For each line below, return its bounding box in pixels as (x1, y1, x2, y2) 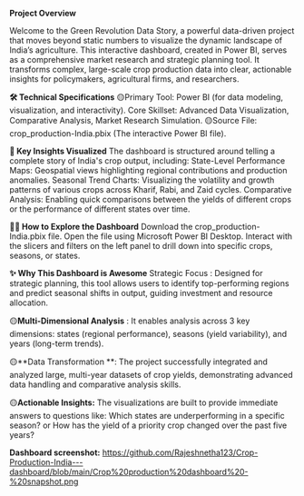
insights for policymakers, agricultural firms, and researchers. (9, 74, 240, 84)
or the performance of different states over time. (9, 203, 191, 214)
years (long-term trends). (9, 338, 104, 349)
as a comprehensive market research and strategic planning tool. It (9, 55, 260, 64)
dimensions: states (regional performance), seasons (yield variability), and (9, 329, 288, 339)
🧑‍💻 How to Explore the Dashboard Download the (9, 222, 193, 232)
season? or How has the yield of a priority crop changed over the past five (9, 420, 288, 431)
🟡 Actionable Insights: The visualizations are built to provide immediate (9, 397, 279, 408)
